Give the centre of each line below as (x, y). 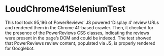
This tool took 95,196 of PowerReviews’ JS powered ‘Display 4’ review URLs (82, 22)
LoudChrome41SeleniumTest (65, 9)
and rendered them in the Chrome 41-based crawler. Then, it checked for (79, 27)
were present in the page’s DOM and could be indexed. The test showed (78, 38)
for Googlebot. (20, 48)
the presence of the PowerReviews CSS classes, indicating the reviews (77, 33)
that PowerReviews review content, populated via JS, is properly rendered (80, 43)
